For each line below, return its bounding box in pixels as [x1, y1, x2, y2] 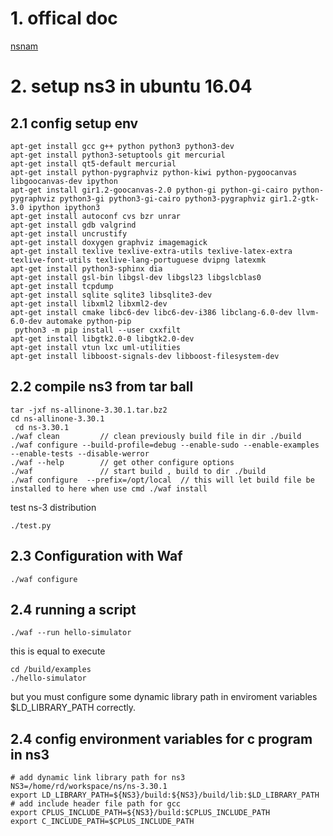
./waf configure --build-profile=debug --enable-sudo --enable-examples [10, 440, 320, 450]
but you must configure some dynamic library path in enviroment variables [10, 691, 318, 703]
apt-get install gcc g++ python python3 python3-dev [10, 141, 235, 151]
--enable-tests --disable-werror [10, 448, 150, 459]
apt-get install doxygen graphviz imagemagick [10, 237, 208, 247]
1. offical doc [10, 7, 118, 30]
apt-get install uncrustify [10, 228, 128, 239]
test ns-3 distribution [10, 501, 97, 513]
